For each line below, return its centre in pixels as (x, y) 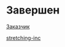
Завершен (33, 10)
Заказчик (18, 26)
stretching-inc (24, 38)
